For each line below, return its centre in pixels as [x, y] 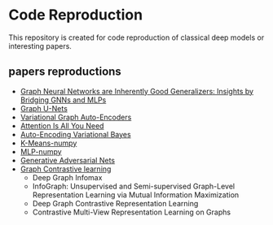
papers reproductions [65, 72]
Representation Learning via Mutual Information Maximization [136, 195]
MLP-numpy [41, 151]
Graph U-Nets [44, 108]
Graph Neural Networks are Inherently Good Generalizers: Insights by [137, 91]
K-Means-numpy [48, 143]
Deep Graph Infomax [67, 177]
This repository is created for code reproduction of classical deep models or [136, 37]
